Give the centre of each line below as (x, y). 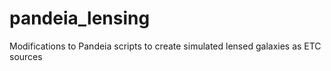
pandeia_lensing (80, 18)
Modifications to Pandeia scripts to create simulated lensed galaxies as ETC (165, 46)
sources (26, 56)
